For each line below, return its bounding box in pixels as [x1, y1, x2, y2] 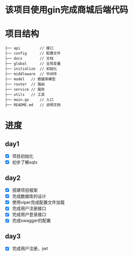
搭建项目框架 [12, 188, 38, 193]
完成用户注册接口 [12, 205, 46, 211]
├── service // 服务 [5, 87, 45, 92]
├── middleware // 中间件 [5, 71, 57, 77]
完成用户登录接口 [12, 212, 46, 218]
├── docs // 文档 [5, 56, 54, 61]
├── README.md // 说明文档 [5, 102, 61, 107]
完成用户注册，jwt [12, 246, 48, 252]
